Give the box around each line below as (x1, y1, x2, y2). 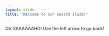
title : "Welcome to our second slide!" (5, 12, 88, 17)
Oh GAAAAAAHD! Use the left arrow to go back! (5, 25, 104, 31)
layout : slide (5, 7, 35, 12)
